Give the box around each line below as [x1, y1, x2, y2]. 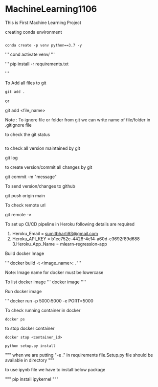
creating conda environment [5, 29, 62, 35]
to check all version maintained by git [5, 145, 81, 151]
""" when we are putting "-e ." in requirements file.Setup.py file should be [5, 352, 153, 358]
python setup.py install [5, 343, 56, 348]
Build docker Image [5, 250, 45, 256]
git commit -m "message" [5, 174, 57, 180]
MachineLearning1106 [5, 3, 97, 15]
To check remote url [5, 202, 45, 208]
